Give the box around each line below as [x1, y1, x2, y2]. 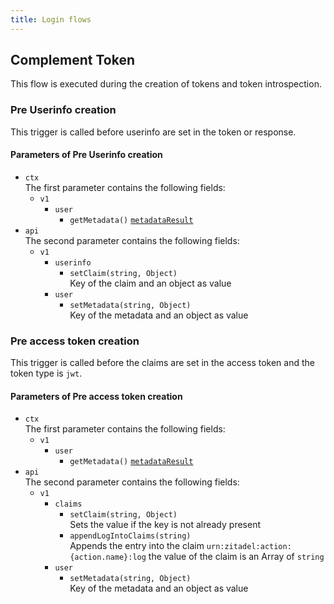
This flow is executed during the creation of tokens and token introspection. [10, 78, 322, 90]
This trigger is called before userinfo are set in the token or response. [10, 126, 297, 138]
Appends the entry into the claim [69, 540, 205, 552]
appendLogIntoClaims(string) [69, 531, 192, 541]
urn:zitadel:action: [206, 542, 292, 552]
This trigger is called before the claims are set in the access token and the [10, 357, 315, 369]
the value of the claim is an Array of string [148, 551, 325, 563]
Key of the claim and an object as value [69, 277, 232, 289]
